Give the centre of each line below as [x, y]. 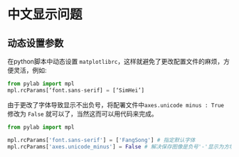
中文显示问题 [45, 15]
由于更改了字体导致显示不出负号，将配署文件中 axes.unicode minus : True [116, 104]
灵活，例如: [30, 70]
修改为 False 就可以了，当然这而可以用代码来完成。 [83, 114]
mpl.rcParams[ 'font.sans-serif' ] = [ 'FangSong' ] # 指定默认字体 [101, 140]
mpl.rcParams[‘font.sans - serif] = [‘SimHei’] [76, 90]
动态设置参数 [36, 43]
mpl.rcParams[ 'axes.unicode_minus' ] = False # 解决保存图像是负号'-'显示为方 [118, 146]
